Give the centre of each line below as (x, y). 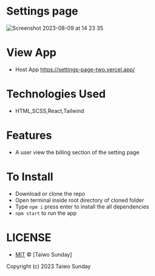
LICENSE (29, 237)
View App (31, 53)
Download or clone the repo (50, 193)
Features (29, 136)
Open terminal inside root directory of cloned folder (80, 200)
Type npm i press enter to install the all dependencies (82, 206)
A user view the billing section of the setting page (77, 152)
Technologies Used (56, 94)
